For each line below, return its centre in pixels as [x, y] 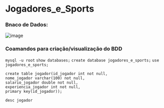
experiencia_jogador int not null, [43, 87]
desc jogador [19, 100]
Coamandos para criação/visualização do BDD [64, 49]
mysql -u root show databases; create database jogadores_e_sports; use [82, 60]
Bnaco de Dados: [27, 25]
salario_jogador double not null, [42, 82]
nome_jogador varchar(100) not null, [45, 78]
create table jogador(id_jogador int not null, [57, 74]
